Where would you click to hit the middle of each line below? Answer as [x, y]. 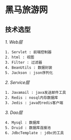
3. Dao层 [14, 113]
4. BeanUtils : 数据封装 [29, 68]
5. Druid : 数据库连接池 [28, 128]
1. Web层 [14, 42]
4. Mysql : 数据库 [23, 122]
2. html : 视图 [20, 57]
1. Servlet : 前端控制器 [28, 52]
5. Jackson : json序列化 [29, 73]
